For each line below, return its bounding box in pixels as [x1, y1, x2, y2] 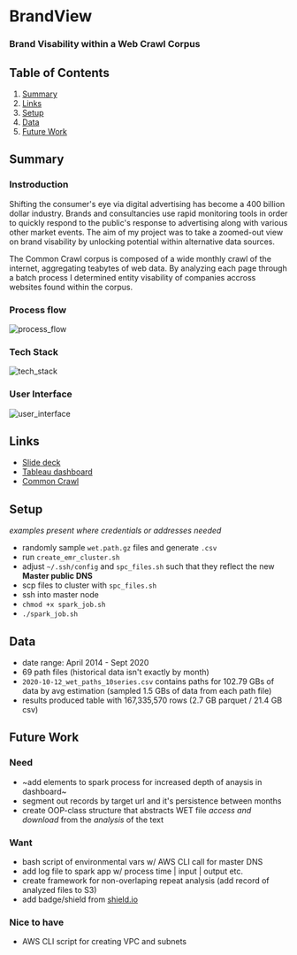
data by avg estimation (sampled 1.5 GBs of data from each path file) [21, 685, 272, 696]
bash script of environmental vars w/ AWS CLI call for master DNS [21, 856, 263, 866]
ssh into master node [21, 589, 99, 600]
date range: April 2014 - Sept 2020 [21, 657, 149, 667]
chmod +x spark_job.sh [21, 600, 106, 610]
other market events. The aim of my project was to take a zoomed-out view [9, 227, 284, 237]
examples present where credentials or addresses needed [9, 525, 222, 536]
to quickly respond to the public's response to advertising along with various [9, 217, 288, 227]
